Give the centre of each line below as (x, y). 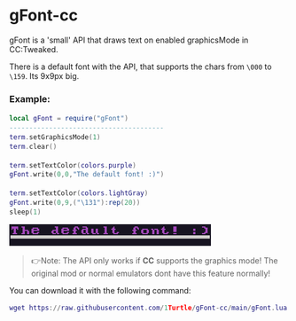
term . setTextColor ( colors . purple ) (73, 165)
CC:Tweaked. (34, 49)
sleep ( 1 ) (25, 212)
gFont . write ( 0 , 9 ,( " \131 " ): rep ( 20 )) (75, 203)
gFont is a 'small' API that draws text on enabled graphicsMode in (129, 40)
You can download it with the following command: (100, 290)
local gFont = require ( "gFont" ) (69, 119)
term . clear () (33, 146)
